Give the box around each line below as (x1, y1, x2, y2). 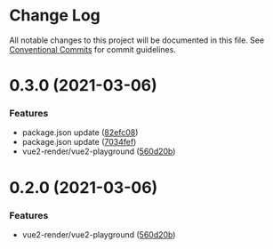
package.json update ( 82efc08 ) (21, 127, 139, 138)
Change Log (9, 5, 100, 26)
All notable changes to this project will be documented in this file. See (9, 35, 265, 45)
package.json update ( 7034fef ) (21, 137, 137, 148)
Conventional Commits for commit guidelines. (9, 44, 176, 54)
